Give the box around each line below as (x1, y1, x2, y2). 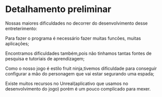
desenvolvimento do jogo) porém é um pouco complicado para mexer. (5, 85, 151, 91)
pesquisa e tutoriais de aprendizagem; (5, 55, 85, 61)
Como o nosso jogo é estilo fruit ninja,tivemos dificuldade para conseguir (5, 65, 157, 71)
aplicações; (5, 40, 29, 46)
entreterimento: (5, 25, 38, 31)
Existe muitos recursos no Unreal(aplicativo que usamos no (5, 80, 128, 86)
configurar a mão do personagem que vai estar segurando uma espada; (5, 70, 154, 76)
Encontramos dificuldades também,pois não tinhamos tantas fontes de (5, 50, 152, 56)
